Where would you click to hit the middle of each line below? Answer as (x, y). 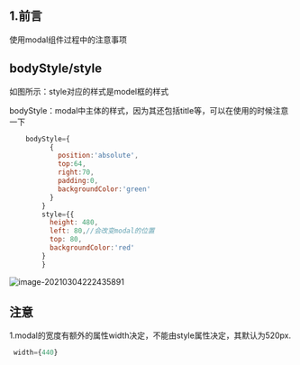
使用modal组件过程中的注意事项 (68, 40)
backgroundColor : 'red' (92, 248)
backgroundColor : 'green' (104, 189)
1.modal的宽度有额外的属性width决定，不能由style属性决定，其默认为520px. (150, 335)
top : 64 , (72, 164)
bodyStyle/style (55, 69)
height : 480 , (74, 223)
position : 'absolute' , (98, 156)
